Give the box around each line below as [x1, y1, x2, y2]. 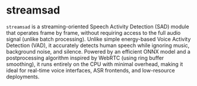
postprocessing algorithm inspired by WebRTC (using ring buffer [6, 54, 164, 61]
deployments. [6, 73, 40, 80]
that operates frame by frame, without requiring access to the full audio [6, 29, 181, 36]
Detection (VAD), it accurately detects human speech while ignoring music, [6, 42, 190, 49]
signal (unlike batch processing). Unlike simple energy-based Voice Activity [6, 35, 191, 42]
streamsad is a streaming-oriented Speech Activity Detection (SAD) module [6, 23, 189, 30]
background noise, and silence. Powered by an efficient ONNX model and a [6, 48, 191, 55]
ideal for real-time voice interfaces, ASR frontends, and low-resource [6, 67, 175, 74]
